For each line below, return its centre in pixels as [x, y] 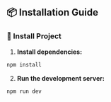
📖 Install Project [34, 36]
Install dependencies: [49, 52]
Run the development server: [61, 78]
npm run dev [24, 91]
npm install [24, 64]
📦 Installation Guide [52, 12]
